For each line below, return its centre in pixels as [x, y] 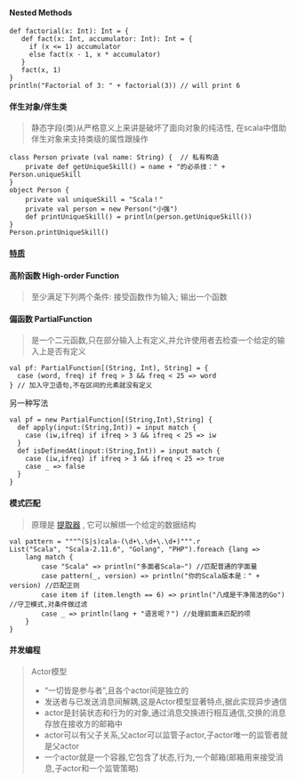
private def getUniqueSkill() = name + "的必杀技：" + [125, 167]
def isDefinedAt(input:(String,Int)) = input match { [119, 451]
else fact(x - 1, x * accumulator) [95, 55]
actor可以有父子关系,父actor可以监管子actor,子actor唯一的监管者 [162, 735]
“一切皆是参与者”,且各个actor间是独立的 [116, 690]
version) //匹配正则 [44, 585]
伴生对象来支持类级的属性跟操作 [89, 139]
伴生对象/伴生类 [38, 106]
